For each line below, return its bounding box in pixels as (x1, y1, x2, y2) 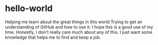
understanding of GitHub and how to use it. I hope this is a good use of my (5, 24, 153, 30)
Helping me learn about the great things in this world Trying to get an (5, 19, 143, 25)
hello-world (5, 3, 53, 14)
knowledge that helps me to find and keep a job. (5, 34, 101, 40)
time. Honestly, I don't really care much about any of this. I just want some (5, 29, 153, 35)
